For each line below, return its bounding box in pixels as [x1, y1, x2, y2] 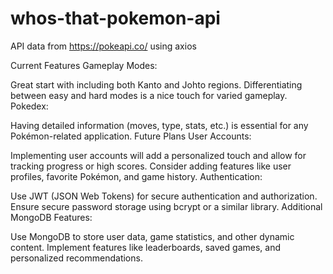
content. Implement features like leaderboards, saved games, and [10, 241, 281, 253]
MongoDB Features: [10, 211, 93, 223]
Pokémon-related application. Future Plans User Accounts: [10, 130, 252, 142]
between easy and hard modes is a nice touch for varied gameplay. [10, 89, 288, 101]
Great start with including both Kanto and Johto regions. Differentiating [10, 78, 303, 91]
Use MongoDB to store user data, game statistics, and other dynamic [10, 230, 295, 242]
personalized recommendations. [10, 252, 143, 264]
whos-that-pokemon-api [10, 7, 221, 30]
